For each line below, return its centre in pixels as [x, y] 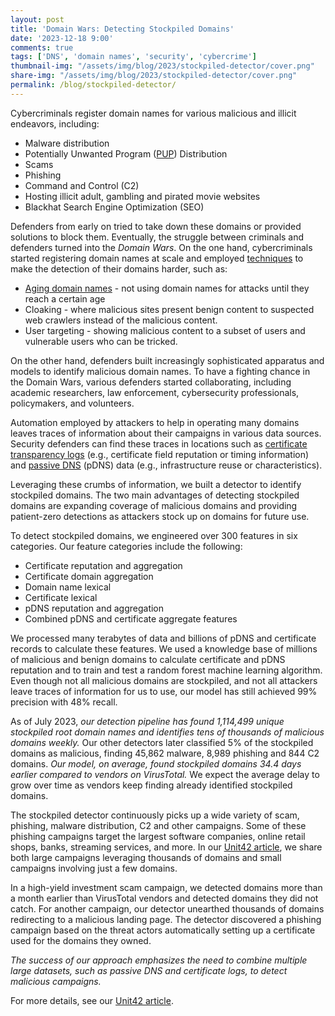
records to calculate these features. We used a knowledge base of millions [164, 648]
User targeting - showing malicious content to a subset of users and [165, 330]
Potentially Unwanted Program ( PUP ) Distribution [126, 153]
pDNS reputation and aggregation [94, 608]
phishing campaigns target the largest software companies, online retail [158, 836]
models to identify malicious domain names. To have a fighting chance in [160, 371]
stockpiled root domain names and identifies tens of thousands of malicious [167, 732]
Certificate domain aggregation [89, 576]
